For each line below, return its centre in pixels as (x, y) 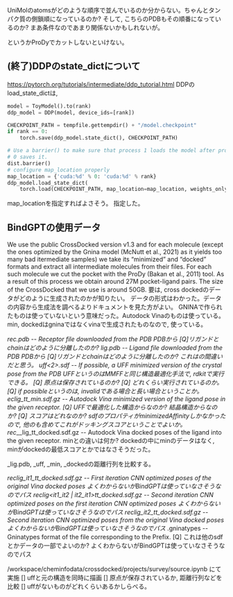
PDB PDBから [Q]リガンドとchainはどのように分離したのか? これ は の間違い (115, 357)
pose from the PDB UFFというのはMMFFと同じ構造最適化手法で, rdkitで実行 (116, 374)
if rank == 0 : (28, 132)
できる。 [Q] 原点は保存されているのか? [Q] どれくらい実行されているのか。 (115, 382)
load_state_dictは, (33, 93)
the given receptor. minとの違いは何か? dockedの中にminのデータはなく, (111, 441)
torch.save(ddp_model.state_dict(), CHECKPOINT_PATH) (99, 138)
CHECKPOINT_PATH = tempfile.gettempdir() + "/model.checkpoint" (102, 125)
